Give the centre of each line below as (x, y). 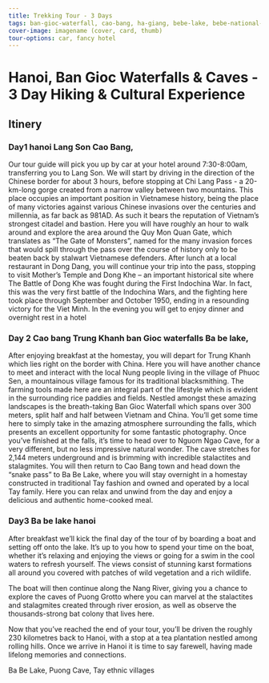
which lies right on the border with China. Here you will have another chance (134, 364)
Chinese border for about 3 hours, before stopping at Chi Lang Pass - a (126, 182)
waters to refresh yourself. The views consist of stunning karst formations (130, 564)
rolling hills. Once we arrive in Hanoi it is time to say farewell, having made (130, 646)
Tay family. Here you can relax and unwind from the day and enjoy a (120, 492)
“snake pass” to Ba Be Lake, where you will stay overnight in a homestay (128, 475)
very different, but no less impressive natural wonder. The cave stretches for (134, 449)
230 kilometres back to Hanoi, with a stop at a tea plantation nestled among (133, 637)
